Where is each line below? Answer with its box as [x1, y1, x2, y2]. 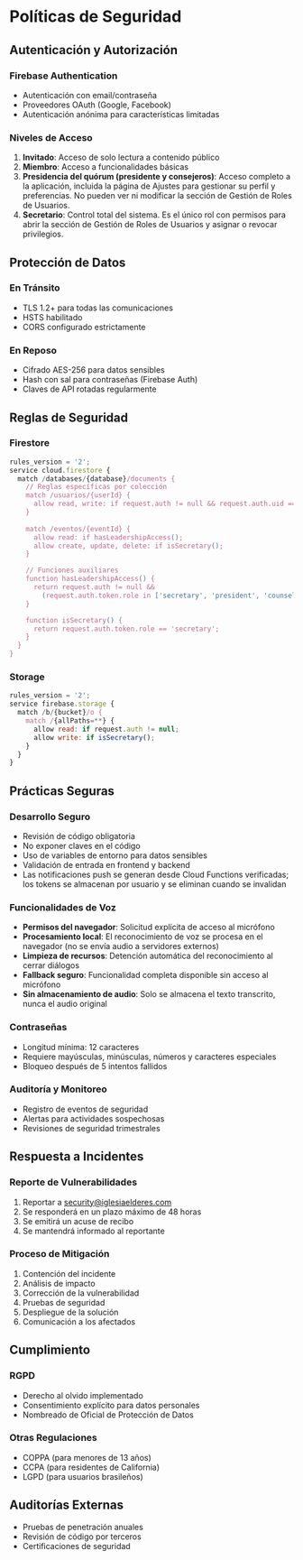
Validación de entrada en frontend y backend [22, 859, 191, 870]
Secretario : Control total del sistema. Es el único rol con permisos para [22, 209, 287, 220]
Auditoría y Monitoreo [9, 1083, 108, 1095]
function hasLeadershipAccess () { [25, 575, 155, 584]
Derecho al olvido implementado [22, 1389, 144, 1400]
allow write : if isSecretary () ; [32, 733, 155, 742]
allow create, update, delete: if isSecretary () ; [32, 541, 224, 550]
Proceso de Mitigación [9, 1248, 110, 1260]
